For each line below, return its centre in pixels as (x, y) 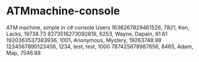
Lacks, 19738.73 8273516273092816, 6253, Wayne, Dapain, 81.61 (87, 33)
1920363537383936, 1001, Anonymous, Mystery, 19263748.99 (84, 40)
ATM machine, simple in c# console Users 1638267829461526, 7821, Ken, (98, 27)
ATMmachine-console (63, 11)
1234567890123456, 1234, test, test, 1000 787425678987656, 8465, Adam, (100, 46)
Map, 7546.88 (23, 52)
